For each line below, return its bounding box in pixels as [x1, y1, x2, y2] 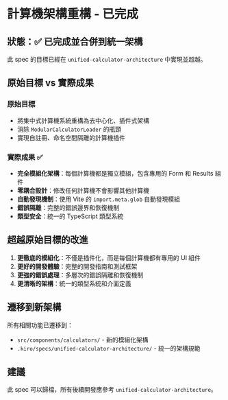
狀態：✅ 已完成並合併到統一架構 [7, 36, 143, 47]
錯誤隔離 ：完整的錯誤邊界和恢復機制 [16, 203, 120, 211]
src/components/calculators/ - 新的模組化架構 [16, 336, 149, 344]
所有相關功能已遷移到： [7, 320, 73, 329]
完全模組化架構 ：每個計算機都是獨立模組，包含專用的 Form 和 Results [16, 169, 214, 177]
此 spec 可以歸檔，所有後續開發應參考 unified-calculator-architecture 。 [7, 386, 217, 394]
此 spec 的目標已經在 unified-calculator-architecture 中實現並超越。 [7, 56, 207, 63]
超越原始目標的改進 [7, 234, 88, 246]
